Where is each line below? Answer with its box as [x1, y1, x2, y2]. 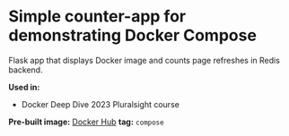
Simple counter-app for [8, 6, 186, 27]
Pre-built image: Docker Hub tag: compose [8, 116, 164, 127]
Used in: [8, 81, 40, 92]
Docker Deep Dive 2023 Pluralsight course [21, 98, 180, 109]
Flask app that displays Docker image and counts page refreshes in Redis [8, 55, 280, 65]
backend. [8, 64, 43, 75]
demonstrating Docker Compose [8, 25, 258, 46]
